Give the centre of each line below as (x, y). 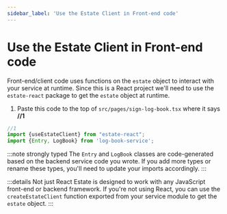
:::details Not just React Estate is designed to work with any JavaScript (106, 182)
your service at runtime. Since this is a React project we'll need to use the (110, 88)
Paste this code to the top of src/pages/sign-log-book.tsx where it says (119, 108)
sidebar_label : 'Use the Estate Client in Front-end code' (93, 13)
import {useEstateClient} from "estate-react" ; (76, 135)
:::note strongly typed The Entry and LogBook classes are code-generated (110, 154)
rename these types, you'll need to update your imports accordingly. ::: (107, 169)
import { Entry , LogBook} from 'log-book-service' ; (81, 141)
